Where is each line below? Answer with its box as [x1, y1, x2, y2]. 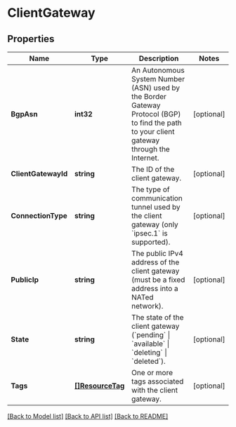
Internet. [131, 153, 159, 163]
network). [131, 301, 164, 311]
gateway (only [131, 219, 179, 229]
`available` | [131, 339, 170, 348]
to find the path [131, 118, 183, 128]
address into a [131, 284, 178, 293]
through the [131, 144, 170, 154]
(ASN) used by [131, 83, 181, 93]
